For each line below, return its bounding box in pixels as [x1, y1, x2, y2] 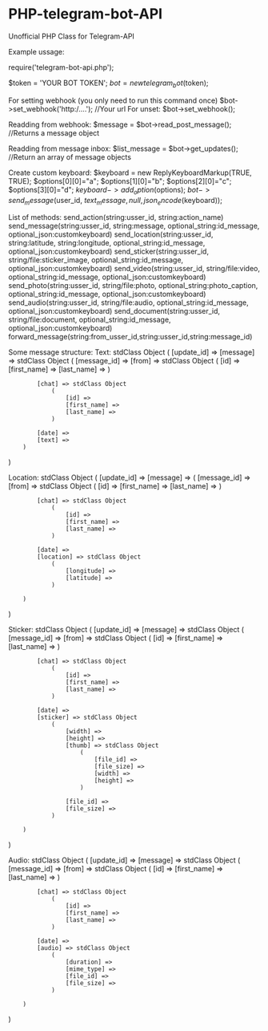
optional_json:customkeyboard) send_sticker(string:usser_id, [8, 246, 210, 257]
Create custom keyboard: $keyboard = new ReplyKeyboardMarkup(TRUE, [8, 168, 252, 177]
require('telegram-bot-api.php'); [8, 62, 114, 72]
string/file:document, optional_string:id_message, [8, 315, 171, 325]
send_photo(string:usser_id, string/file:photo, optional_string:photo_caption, [8, 281, 258, 290]
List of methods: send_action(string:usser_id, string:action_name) [8, 213, 224, 222]
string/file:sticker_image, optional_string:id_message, [8, 255, 184, 265]
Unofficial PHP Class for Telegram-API [8, 31, 134, 41]
